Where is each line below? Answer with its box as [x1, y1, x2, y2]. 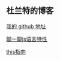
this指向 [6, 48, 26, 55]
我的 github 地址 [6, 23, 46, 30]
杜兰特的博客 [6, 5, 54, 16]
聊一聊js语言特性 [6, 35, 47, 42]
